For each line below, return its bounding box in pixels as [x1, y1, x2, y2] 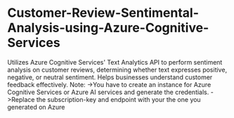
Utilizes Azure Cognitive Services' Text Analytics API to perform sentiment [7, 58, 223, 66]
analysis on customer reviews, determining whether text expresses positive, [7, 65, 227, 74]
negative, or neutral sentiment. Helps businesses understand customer [7, 72, 213, 81]
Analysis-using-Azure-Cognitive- [7, 20, 209, 36]
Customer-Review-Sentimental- [7, 5, 199, 21]
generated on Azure [7, 103, 65, 111]
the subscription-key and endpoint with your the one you [36, 95, 202, 103]
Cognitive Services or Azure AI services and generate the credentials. [7, 88, 209, 96]
